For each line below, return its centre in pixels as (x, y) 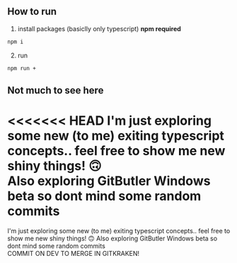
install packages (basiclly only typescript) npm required (99, 28)
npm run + (22, 68)
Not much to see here (56, 90)
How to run (32, 12)
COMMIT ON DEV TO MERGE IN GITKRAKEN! (74, 253)
